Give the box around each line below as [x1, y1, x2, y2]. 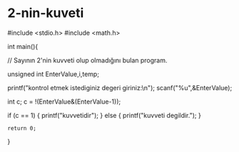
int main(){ [7, 42, 39, 50]
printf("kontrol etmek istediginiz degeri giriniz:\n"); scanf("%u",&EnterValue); [7, 83, 233, 92]
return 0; [7, 124, 37, 132]
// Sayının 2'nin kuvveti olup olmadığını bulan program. [7, 55, 168, 65]
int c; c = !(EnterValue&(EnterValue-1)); [7, 97, 121, 106]
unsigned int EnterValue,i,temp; [7, 70, 100, 78]
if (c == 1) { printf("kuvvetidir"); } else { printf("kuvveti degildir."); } [7, 111, 201, 119]
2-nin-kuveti [7, 5, 84, 21]
